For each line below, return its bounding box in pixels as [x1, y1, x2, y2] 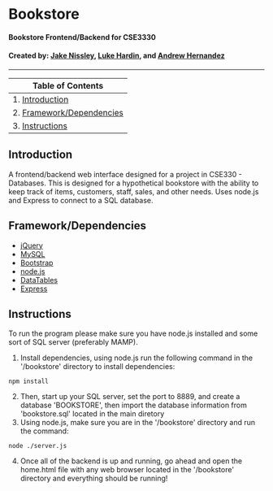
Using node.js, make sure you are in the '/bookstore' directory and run [19, 418, 256, 428]
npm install [8, 377, 49, 386]
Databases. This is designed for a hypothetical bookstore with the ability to [8, 178, 259, 188]
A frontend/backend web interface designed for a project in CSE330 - [8, 169, 242, 179]
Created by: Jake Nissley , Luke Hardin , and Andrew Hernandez [8, 50, 225, 61]
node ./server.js [8, 442, 67, 450]
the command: [19, 426, 69, 436]
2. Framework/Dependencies [12, 106, 124, 118]
